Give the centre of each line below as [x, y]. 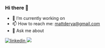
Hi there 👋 [17, 8]
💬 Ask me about [28, 31]
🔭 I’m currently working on [38, 18]
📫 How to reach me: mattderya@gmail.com [56, 24]
